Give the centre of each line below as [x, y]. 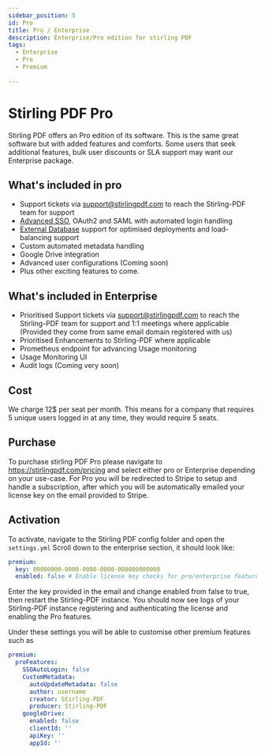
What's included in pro [65, 185]
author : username [58, 692]
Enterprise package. [41, 160]
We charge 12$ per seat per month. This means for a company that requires [131, 409]
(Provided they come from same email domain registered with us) [126, 332]
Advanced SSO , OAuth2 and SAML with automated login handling [126, 221]
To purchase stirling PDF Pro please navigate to [86, 461]
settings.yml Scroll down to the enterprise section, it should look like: [121, 547]
